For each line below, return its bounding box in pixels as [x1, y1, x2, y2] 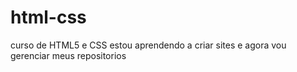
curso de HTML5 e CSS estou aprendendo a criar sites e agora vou [10, 39, 287, 51]
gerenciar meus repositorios [10, 49, 127, 61]
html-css [10, 6, 87, 29]
